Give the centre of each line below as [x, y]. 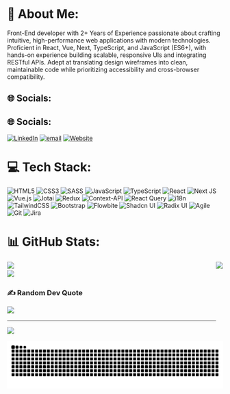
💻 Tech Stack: [49, 167]
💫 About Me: [43, 14]
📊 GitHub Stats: [54, 242]
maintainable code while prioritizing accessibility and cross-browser [103, 69]
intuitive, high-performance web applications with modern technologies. [109, 40]
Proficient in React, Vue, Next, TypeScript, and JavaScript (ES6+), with [107, 47]
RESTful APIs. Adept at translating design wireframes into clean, [98, 62]
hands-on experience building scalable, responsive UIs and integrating [107, 55]
